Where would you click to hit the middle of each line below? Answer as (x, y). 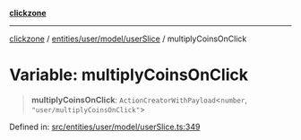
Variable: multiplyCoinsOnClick (129, 75)
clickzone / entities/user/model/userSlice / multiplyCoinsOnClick (128, 39)
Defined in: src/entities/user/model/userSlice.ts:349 (105, 127)
